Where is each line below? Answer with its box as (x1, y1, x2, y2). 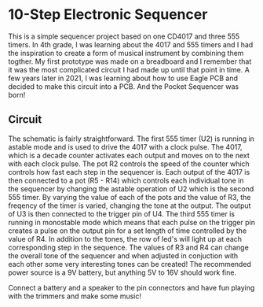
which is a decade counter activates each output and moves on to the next (8, 150, 250, 160)
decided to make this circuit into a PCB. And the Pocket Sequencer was (8, 81, 239, 91)
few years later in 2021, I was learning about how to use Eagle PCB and (8, 73, 238, 83)
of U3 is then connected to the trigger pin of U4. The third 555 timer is (8, 209, 236, 218)
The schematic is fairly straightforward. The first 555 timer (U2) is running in (8, 134, 255, 143)
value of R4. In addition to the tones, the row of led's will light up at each (8, 234, 242, 243)
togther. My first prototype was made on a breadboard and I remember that (8, 57, 252, 66)
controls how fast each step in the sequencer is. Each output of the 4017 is (8, 167, 250, 176)
